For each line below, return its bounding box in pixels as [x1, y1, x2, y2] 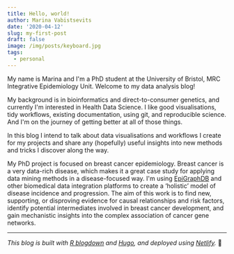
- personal [13, 56, 45, 63]
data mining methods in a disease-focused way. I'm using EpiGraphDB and [7, 174, 222, 182]
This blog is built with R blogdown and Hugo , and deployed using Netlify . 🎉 [7, 238, 222, 247]
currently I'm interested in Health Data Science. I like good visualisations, [7, 102, 217, 111]
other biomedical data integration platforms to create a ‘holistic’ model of [7, 182, 216, 190]
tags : [7, 49, 23, 56]
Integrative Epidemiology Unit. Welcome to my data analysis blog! [7, 81, 196, 90]
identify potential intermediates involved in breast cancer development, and [7, 203, 224, 212]
